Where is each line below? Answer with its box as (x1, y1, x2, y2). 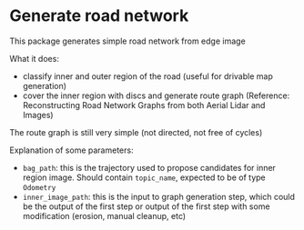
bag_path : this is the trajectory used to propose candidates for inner (22, 162, 276, 173)
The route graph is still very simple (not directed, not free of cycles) (9, 126, 263, 137)
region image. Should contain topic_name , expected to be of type (22, 172, 266, 183)
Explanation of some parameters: (9, 145, 134, 155)
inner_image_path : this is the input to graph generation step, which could (22, 191, 296, 202)
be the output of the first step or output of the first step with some (22, 201, 270, 212)
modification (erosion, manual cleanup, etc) (22, 210, 187, 221)
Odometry (22, 183, 56, 192)
